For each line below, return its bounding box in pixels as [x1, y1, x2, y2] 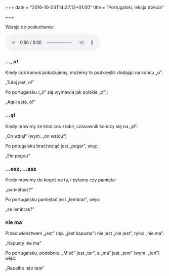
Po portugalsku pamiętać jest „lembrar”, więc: [5, 196, 101, 202]
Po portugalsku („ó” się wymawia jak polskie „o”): [5, 89, 108, 95]
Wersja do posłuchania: [5, 24, 54, 30]
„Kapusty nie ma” [5, 240, 41, 246]
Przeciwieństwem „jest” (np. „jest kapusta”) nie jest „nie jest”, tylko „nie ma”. [5, 230, 164, 236]
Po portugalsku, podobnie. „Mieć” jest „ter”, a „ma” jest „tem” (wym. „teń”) [5, 250, 160, 256]
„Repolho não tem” [5, 265, 45, 271]
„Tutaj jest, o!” [5, 80, 34, 86]
